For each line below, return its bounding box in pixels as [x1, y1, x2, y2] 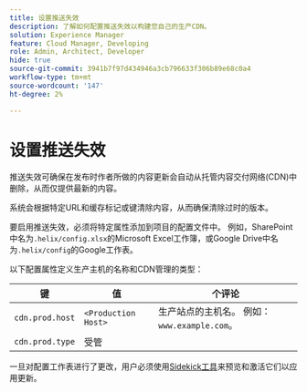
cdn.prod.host [14, 313, 76, 324]
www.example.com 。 [158, 319, 238, 332]
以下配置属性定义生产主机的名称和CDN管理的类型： [9, 263, 204, 274]
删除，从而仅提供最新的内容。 [9, 183, 122, 194]
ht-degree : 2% [9, 89, 64, 98]
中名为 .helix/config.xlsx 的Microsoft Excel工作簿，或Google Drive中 [9, 233, 271, 244]
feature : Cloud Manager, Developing [9, 38, 149, 48]
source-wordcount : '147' [9, 81, 104, 90]
